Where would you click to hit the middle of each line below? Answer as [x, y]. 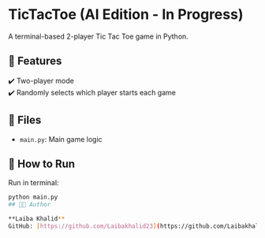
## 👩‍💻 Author [30, 205]
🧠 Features [35, 61]
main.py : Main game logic [61, 139]
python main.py [33, 197]
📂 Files [25, 120]
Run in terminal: [34, 183]
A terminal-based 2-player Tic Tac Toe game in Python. [99, 36]
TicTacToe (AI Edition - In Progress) [126, 15]
